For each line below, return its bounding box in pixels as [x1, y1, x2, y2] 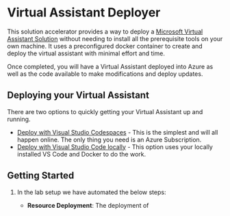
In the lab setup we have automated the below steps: [16, 188, 166, 196]
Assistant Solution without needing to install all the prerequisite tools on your [7, 34, 223, 42]
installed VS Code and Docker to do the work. [16, 150, 146, 158]
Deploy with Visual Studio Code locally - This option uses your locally [16, 142, 214, 151]
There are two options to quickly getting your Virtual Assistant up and [7, 107, 203, 116]
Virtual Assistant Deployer [7, 5, 161, 21]
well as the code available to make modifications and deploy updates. [7, 70, 203, 78]
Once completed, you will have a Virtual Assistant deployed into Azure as [7, 62, 214, 70]
